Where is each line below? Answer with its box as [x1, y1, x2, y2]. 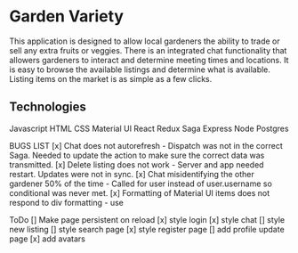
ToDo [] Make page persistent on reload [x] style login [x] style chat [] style [9, 214, 286, 224]
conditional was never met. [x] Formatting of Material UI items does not [9, 187, 270, 198]
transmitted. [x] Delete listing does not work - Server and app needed [9, 159, 264, 170]
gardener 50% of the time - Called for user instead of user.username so [9, 178, 273, 189]
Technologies [9, 100, 87, 115]
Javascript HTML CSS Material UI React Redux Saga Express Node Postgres [9, 123, 289, 134]
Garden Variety [9, 6, 125, 27]
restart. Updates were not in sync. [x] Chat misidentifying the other [9, 168, 255, 179]
